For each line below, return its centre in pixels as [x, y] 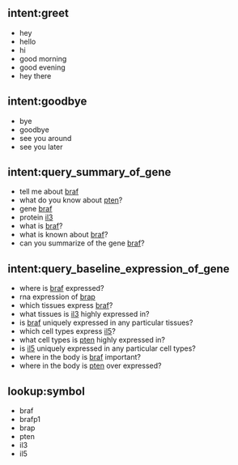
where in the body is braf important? [80, 357]
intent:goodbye [47, 102]
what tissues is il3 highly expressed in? [84, 314]
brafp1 [30, 420]
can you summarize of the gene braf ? [82, 243]
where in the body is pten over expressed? [90, 366]
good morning [43, 58]
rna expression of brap [57, 297]
